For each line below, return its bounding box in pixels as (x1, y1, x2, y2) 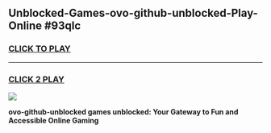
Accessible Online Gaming (8, 115, 99, 125)
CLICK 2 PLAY (8, 73, 65, 85)
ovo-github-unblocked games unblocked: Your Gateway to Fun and (8, 106, 239, 116)
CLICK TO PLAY (8, 44, 71, 55)
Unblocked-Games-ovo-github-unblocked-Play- (8, 6, 258, 20)
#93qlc (44, 19, 81, 33)
